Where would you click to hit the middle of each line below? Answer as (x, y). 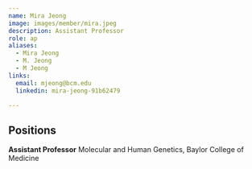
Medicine (24, 159)
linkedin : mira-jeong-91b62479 (68, 91)
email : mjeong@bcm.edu (54, 83)
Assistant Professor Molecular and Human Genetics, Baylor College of (126, 150)
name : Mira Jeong (37, 16)
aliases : (23, 46)
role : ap (23, 38)
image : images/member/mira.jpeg (62, 23)
